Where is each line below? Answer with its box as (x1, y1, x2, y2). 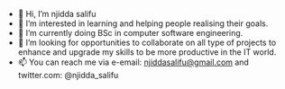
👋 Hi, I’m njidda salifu (17, 9, 97, 19)
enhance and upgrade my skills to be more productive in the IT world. (17, 47, 277, 58)
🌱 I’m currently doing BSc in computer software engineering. (17, 28, 244, 38)
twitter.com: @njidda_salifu (17, 70, 119, 80)
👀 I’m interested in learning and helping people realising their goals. (17, 18, 269, 29)
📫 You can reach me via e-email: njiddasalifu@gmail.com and (17, 57, 250, 67)
